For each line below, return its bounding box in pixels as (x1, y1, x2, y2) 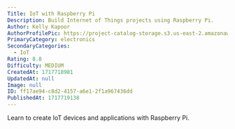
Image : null (7, 82, 42, 89)
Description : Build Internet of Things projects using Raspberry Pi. (7, 17, 215, 24)
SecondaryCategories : (7, 43, 71, 50)
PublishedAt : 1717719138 (7, 95, 80, 102)
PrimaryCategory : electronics (7, 36, 96, 43)
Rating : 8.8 (7, 56, 42, 63)
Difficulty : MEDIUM (7, 62, 64, 69)
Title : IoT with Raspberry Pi (7, 10, 96, 17)
